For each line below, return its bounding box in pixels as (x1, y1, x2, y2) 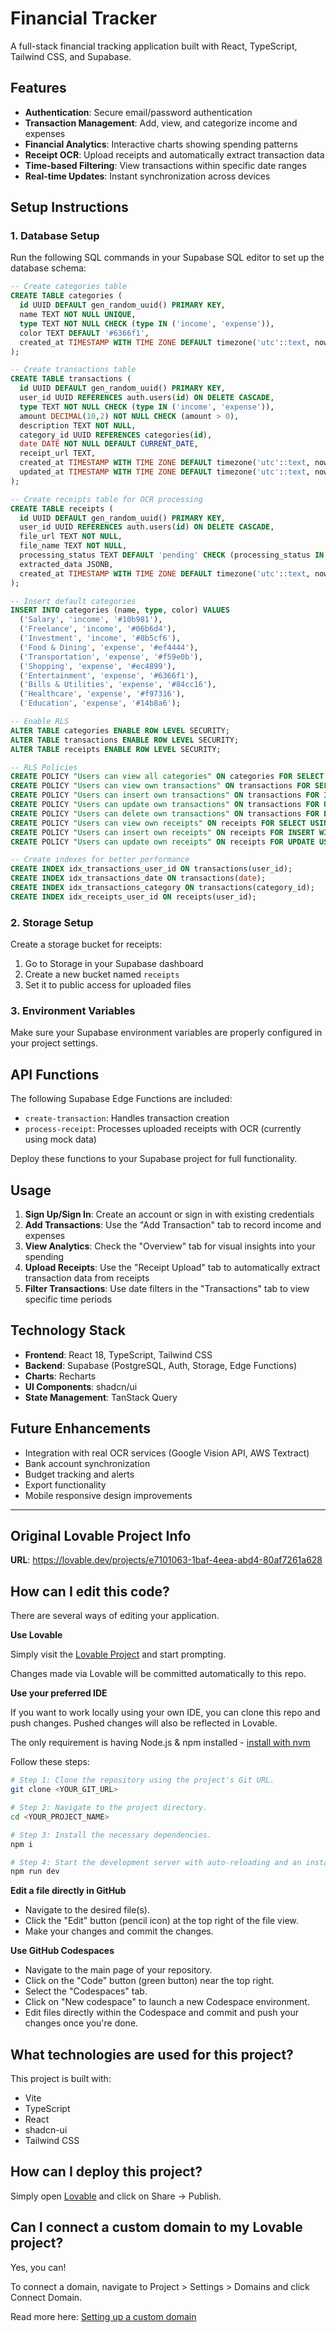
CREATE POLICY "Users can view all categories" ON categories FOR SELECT (10, 772, 325, 782)
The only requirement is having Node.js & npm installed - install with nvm (10, 1737, 311, 1749)
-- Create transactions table (10, 365, 137, 375)
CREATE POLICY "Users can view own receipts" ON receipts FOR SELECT (10, 818, 307, 828)
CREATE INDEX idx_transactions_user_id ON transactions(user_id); (10, 864, 293, 874)
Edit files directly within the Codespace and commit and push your (24, 2007, 299, 2019)
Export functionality (24, 1478, 107, 1491)
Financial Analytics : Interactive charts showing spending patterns (24, 138, 298, 150)
